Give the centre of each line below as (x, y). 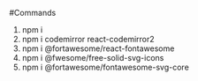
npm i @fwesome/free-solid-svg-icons (93, 58)
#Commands (33, 13)
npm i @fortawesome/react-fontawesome (98, 48)
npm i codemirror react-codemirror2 (88, 39)
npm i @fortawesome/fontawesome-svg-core (106, 67)
